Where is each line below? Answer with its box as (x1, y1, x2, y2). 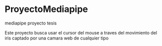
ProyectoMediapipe (4, 3, 88, 15)
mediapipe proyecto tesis (4, 20, 57, 26)
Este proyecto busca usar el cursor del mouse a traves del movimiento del (4, 29, 157, 35)
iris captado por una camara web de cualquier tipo (4, 35, 108, 41)
